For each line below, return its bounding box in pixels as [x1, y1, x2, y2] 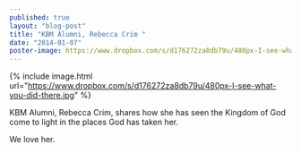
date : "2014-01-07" [9, 38, 82, 47]
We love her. [9, 134, 56, 145]
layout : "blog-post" [9, 21, 87, 30]
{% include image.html [9, 71, 93, 81]
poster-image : [9, 46, 63, 55]
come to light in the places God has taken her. [9, 117, 179, 128]
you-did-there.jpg [9, 90, 74, 101]
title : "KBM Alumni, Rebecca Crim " [9, 30, 146, 38]
